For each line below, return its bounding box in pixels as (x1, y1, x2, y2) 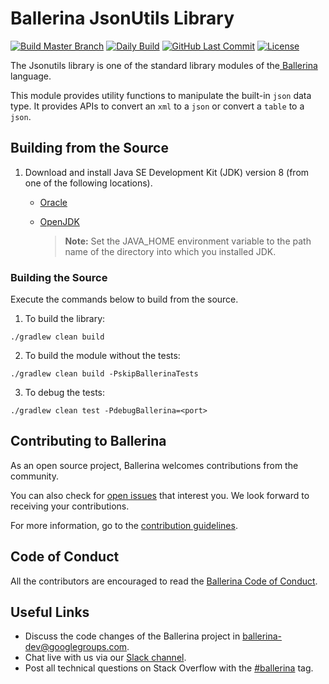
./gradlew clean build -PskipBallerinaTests (10, 369, 199, 379)
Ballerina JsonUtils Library (10, 7, 235, 30)
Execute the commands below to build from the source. (10, 293, 239, 306)
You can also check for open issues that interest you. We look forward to (10, 489, 310, 501)
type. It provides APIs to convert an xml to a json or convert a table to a (10, 100, 305, 112)
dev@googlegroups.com (24, 641, 128, 653)
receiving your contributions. (10, 500, 130, 512)
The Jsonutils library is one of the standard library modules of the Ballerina (10, 59, 318, 71)
